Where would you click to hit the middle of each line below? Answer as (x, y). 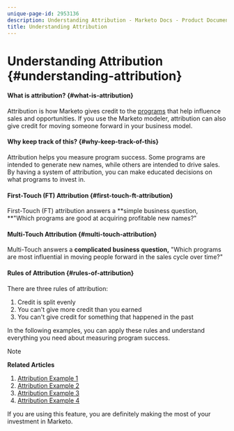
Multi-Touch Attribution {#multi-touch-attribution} (82, 234)
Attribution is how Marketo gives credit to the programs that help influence (114, 111)
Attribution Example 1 (48, 378)
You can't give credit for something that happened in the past (105, 317)
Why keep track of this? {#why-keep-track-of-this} (83, 142)
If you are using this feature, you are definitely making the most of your (109, 414)
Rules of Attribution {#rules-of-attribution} (71, 273)
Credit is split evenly (46, 302)
